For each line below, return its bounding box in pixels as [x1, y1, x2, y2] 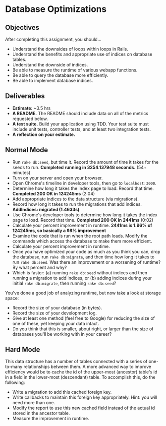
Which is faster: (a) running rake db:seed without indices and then [12, 269, 148, 276]
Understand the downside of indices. [12, 62, 88, 67]
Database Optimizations [5, 3, 107, 15]
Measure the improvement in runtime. [12, 416, 89, 422]
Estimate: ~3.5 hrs [12, 105, 51, 111]
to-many [5, 364, 23, 370]
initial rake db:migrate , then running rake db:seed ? [12, 280, 116, 286]
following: [5, 379, 25, 385]
